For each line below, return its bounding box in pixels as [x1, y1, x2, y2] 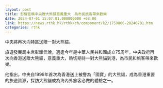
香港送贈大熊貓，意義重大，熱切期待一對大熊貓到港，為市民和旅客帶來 [13, 55, 154, 61]
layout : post [5, 7, 32, 12]
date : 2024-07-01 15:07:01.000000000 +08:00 [5, 16, 97, 21]
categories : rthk [5, 25, 40, 30]
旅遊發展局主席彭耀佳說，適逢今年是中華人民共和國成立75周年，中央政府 [5, 49, 150, 55]
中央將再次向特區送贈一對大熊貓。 [5, 39, 73, 45]
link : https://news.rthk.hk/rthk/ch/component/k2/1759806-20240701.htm [5, 20, 153, 26]
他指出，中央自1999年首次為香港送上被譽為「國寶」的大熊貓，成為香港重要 [5, 72, 155, 77]
